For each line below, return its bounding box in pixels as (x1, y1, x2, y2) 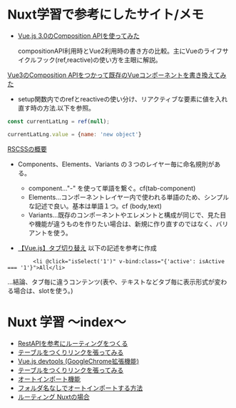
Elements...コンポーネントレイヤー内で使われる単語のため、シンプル (28, 193, 230, 201)
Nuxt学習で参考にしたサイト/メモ (7, 6, 205, 23)
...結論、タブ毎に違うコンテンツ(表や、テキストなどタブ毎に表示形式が (7, 277, 215, 286)
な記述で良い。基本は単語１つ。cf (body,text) (28, 201, 163, 210)
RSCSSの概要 (7, 144, 48, 153)
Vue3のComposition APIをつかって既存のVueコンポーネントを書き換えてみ (7, 71, 227, 79)
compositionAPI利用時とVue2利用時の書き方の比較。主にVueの (17, 46, 204, 55)
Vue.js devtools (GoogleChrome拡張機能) (17, 357, 140, 365)
